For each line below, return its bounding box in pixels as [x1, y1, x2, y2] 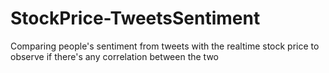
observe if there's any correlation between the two [10, 50, 219, 62]
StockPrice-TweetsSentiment [10, 7, 261, 30]
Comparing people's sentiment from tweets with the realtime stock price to [10, 40, 320, 52]
